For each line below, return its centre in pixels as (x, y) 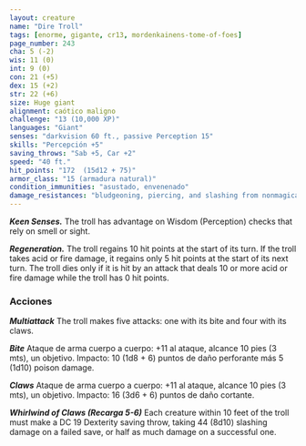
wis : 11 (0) (32, 60)
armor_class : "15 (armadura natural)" (83, 178)
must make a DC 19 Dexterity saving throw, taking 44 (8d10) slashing (138, 422)
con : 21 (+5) (34, 77)
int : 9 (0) (30, 69)
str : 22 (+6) (34, 94)
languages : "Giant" (46, 128)
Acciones (31, 301)
